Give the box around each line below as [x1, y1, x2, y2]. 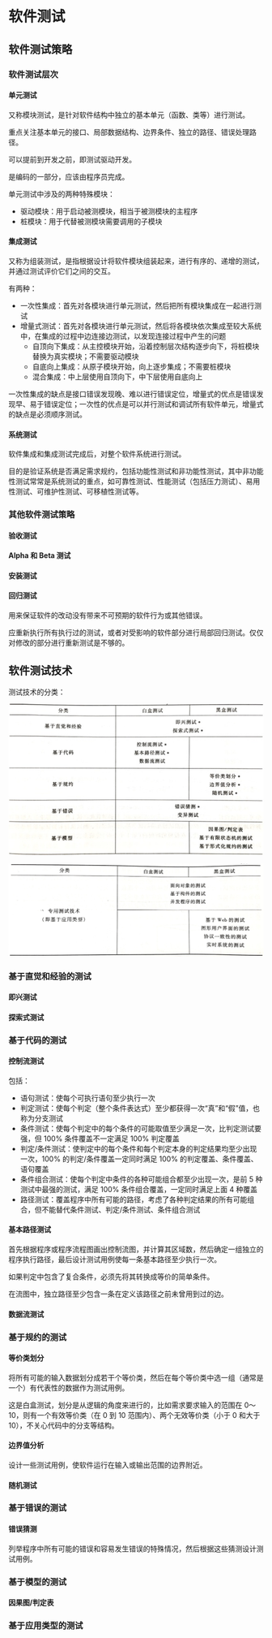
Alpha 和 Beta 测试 [8, 551, 71, 560]
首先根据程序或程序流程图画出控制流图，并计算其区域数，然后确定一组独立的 [8, 1244, 264, 1255]
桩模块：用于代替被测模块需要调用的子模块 [19, 216, 163, 226]
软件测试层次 [8, 68, 59, 80]
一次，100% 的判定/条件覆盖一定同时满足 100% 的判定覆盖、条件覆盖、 [19, 1154, 258, 1164]
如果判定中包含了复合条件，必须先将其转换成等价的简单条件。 [8, 1272, 215, 1281]
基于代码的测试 [8, 1035, 67, 1046]
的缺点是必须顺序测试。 [8, 409, 87, 419]
